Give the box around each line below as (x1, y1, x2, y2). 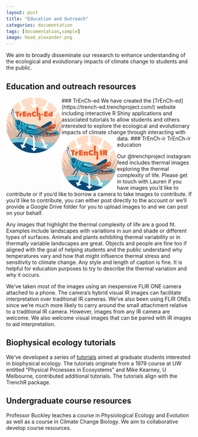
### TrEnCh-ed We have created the (61, 97, 152, 104)
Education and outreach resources (6, 81, 137, 91)
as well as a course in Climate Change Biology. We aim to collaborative (6, 418, 178, 425)
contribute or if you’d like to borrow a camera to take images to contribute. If (6, 190, 192, 197)
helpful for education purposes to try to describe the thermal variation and (6, 264, 187, 272)
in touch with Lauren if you (117, 178, 182, 185)
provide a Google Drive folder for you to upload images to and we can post (6, 203, 188, 210)
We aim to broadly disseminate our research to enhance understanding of (6, 52, 186, 59)
